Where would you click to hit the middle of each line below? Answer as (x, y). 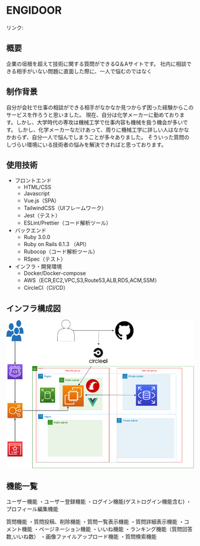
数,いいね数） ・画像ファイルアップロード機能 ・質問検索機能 (81, 536)
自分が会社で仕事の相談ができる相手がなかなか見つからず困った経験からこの (100, 107)
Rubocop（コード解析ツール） (61, 252)
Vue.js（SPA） (42, 201)
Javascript (37, 194)
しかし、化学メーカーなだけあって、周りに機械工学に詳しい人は (96, 129)
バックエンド (30, 231)
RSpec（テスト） (45, 259)
